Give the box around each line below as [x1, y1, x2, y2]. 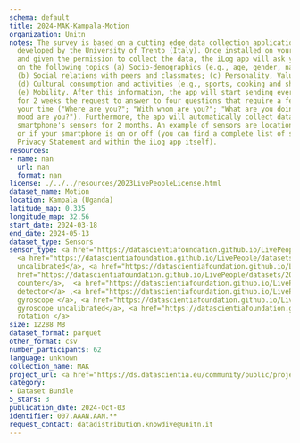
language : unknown [9, 354, 78, 363]
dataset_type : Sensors [9, 238, 94, 247]
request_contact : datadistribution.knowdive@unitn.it [9, 420, 214, 429]
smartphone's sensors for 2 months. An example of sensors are [17, 121, 257, 130]
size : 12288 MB [9, 321, 66, 330]
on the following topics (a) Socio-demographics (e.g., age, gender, [17, 63, 281, 72]
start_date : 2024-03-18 [9, 221, 98, 230]
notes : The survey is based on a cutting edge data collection [9, 38, 250, 47]
